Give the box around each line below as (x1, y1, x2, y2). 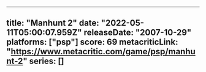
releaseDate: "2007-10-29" (83, 27, 192, 38)
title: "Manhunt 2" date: (6, 18, 99, 28)
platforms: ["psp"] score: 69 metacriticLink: (6, 37, 179, 48)
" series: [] (23, 56, 64, 67)
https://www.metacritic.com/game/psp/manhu (10, 46, 196, 57)
